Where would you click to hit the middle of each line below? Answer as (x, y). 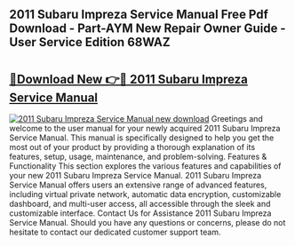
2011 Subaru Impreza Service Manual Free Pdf (139, 15)
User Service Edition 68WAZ (90, 42)
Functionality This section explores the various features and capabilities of (145, 166)
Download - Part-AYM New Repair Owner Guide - (147, 29)
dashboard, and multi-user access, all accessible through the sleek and (140, 204)
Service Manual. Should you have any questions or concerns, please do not (147, 222)
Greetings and (237, 119)
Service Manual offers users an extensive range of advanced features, (138, 185)
